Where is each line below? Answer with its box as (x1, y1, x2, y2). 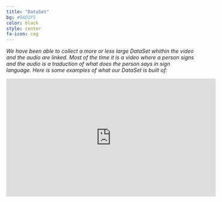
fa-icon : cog (6, 31, 39, 37)
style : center (6, 25, 42, 32)
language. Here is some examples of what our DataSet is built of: (6, 67, 168, 74)
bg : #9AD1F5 (6, 14, 36, 20)
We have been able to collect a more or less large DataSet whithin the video (6, 47, 194, 55)
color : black (6, 20, 39, 26)
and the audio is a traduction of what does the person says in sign (6, 61, 171, 68)
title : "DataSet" (6, 8, 50, 15)
